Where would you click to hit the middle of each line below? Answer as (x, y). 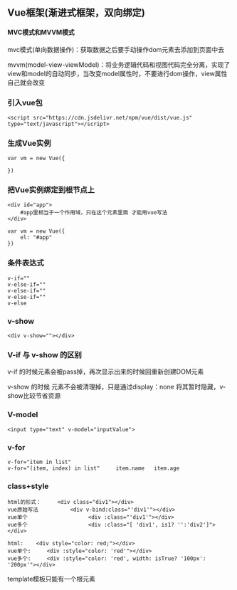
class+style (28, 486)
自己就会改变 (26, 82)
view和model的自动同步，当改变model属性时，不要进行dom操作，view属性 (117, 73)
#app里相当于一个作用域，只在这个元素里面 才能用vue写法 (94, 213)
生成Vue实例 (29, 143)
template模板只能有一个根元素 (52, 579)
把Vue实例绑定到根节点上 (51, 190)
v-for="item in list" (39, 462)
